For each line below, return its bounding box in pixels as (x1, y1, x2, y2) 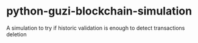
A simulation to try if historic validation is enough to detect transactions (6, 24, 185, 31)
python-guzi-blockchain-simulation (6, 4, 193, 18)
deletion (6, 30, 27, 38)
